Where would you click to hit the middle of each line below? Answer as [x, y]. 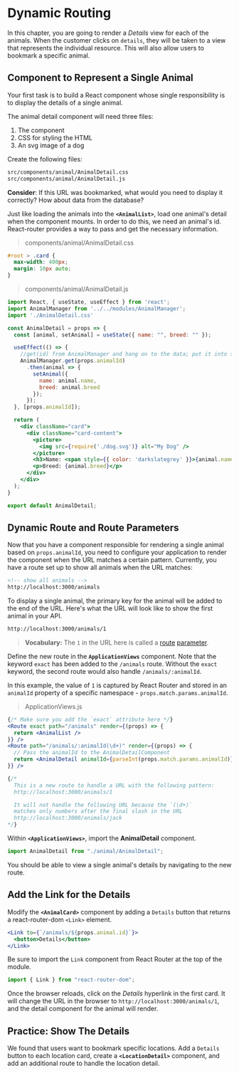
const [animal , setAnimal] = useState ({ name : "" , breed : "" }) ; [113, 335]
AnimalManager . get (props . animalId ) [73, 361]
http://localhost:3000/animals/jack [68, 818]
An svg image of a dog [51, 145]
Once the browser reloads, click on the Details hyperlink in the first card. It [116, 993]
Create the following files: [45, 159]
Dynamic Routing [59, 13]
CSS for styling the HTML [55, 137]
